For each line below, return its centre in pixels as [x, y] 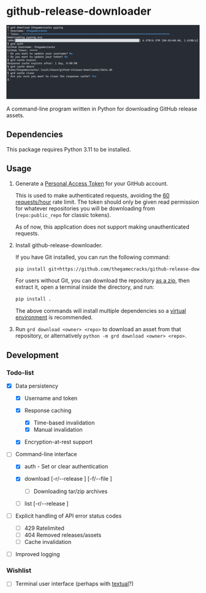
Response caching [48, 411]
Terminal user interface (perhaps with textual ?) [74, 584]
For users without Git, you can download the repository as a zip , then [102, 281]
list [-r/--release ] [46, 503]
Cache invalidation [48, 541]
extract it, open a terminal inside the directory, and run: [85, 287]
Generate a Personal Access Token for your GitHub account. [92, 183]
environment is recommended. [54, 318]
